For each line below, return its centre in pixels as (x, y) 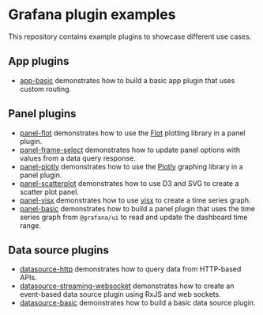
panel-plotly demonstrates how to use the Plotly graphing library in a (131, 166)
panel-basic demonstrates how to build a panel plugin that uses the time (137, 208)
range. (30, 225)
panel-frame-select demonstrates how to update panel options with (130, 150)
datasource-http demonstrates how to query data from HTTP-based (130, 269)
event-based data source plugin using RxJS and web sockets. (120, 294)
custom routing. (45, 89)
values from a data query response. (77, 158)
